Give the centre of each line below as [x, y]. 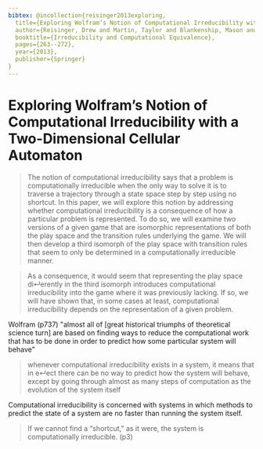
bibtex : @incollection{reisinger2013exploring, [87, 15]
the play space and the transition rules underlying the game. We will [137, 235]
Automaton [45, 155]
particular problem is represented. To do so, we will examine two [131, 219]
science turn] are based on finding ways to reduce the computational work [128, 332]
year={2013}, [36, 52]
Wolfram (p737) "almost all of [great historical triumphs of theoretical [119, 324]
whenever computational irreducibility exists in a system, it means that [141, 364]
